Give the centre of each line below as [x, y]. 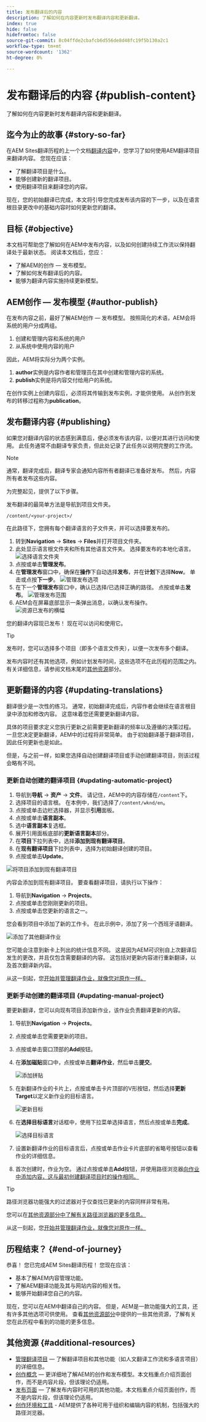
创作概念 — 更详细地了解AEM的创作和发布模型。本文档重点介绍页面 [101, 1374]
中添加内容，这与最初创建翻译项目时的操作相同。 [77, 1177]
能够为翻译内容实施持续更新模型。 [58, 281]
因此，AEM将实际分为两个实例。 [47, 359]
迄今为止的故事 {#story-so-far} [66, 135]
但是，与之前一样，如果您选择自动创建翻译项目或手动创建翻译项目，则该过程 [103, 755]
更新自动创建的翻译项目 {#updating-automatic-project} [90, 780]
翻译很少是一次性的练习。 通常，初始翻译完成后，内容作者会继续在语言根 [98, 706]
